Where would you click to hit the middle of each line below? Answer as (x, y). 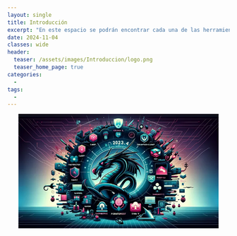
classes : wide (28, 45)
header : (19, 52)
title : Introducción (38, 22)
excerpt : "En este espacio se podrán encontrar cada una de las (104, 30)
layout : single (30, 15)
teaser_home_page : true (48, 67)
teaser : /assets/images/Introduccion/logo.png (83, 60)
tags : (15, 89)
